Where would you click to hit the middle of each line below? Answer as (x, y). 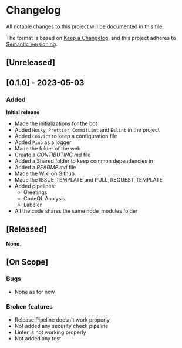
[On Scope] (27, 262)
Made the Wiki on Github (45, 173)
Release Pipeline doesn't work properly (62, 319)
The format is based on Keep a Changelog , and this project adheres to (91, 38)
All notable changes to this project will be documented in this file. (85, 26)
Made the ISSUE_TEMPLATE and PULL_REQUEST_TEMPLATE (89, 180)
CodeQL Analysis (44, 199)
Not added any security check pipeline (61, 326)
